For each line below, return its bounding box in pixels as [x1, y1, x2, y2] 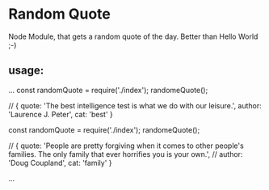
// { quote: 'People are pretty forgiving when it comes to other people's [8, 141, 244, 150]
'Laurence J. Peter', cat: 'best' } [8, 109, 113, 119]
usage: [8, 64, 44, 78]
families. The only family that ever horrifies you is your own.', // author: [8, 149, 243, 158]
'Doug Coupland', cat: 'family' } [8, 158, 112, 167]
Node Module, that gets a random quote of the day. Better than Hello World [8, 32, 258, 41]
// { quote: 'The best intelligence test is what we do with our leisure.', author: [8, 100, 263, 110]
